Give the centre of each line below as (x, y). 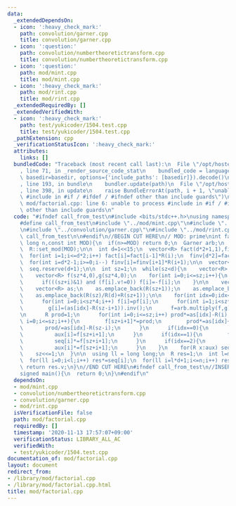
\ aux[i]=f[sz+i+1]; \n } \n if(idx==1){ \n (111, 334)
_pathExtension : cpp (44, 138)
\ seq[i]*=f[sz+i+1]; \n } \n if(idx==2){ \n (113, 341)
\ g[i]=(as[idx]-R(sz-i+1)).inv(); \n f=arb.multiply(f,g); (127, 308)
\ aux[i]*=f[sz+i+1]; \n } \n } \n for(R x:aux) (119, 348)
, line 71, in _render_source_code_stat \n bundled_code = (111, 171)
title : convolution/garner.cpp (66, 40)
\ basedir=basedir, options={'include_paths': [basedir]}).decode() (122, 177)
